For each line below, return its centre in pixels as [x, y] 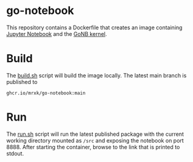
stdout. [15, 153]
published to [22, 82]
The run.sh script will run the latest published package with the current [95, 134]
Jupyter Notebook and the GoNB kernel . [57, 33]
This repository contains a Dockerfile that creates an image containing [94, 27]
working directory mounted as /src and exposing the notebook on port [95, 140]
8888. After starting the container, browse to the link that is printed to [93, 147]
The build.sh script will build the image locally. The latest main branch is [96, 75]
